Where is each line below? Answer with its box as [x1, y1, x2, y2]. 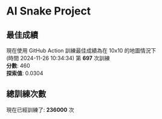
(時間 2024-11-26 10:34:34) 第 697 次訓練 [6, 54, 110, 62]
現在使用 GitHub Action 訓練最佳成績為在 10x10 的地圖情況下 [6, 47, 157, 54]
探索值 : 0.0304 [6, 69, 44, 77]
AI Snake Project [6, 4, 91, 18]
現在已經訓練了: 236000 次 [6, 106, 74, 113]
